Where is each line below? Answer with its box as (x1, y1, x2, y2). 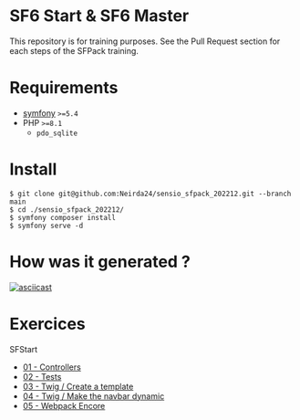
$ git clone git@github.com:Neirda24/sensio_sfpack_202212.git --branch (9, 189, 292, 198)
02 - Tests (22, 371, 62, 382)
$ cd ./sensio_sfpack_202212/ (9, 205, 125, 215)
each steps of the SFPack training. (9, 45, 140, 56)
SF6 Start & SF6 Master (9, 5, 190, 26)
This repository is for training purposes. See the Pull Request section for (9, 36, 281, 47)
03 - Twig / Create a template (22, 381, 134, 392)
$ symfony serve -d (9, 221, 84, 230)
